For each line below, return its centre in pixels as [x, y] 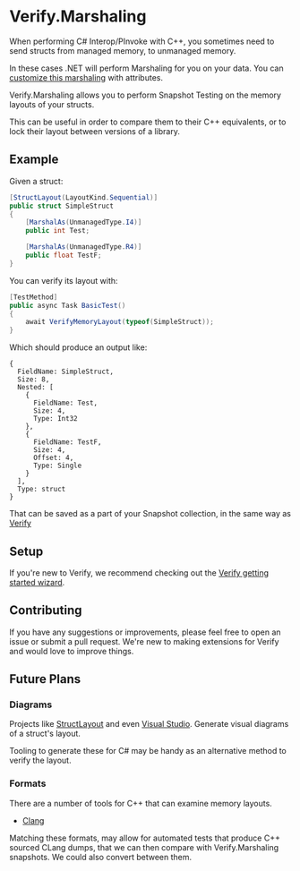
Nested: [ [35, 388]
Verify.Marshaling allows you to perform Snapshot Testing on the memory [146, 95]
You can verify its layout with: [64, 280]
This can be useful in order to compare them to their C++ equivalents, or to [148, 122]
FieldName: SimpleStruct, [66, 372]
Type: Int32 [55, 419]
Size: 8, [34, 380]
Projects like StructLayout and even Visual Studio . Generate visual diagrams [149, 724]
